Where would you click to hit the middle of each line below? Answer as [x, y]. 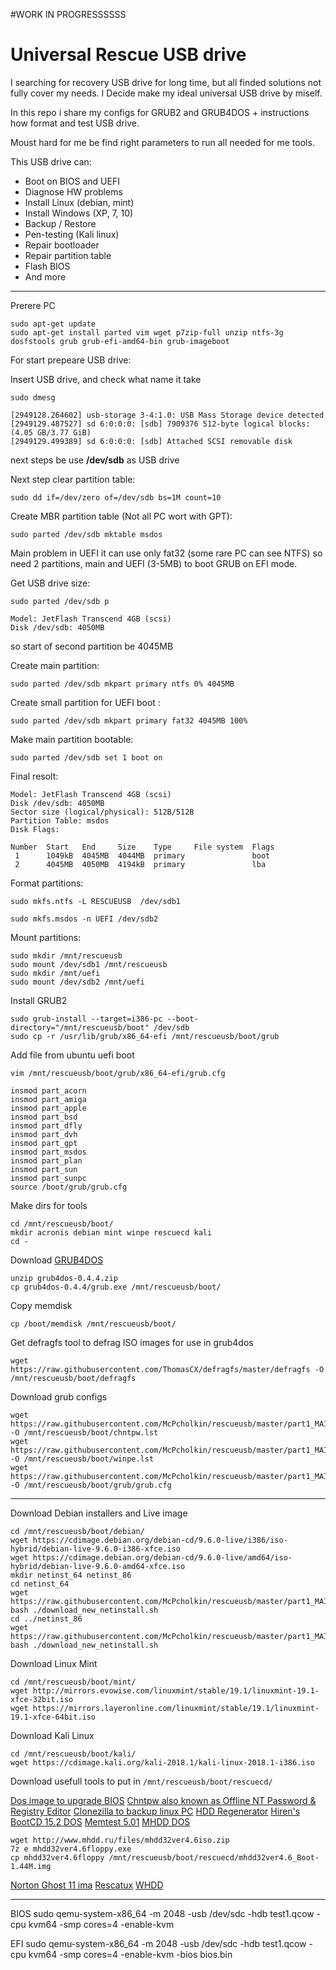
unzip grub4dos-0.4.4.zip [64, 1278]
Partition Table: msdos [60, 820]
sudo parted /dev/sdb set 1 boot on [86, 757]
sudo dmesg [33, 397]
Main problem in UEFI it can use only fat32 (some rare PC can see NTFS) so [166, 553]
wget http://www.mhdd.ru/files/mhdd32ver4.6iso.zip [120, 1840]
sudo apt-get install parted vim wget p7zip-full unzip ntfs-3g [147, 332]
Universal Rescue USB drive [128, 55]
